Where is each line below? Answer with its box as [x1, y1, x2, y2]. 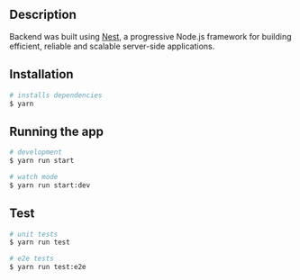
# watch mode [9, 172, 59, 181]
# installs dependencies [9, 90, 103, 100]
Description [9, 7, 77, 23]
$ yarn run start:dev [9, 180, 91, 190]
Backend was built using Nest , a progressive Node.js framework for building [9, 31, 292, 41]
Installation [9, 67, 74, 82]
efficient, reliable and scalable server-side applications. [9, 41, 215, 51]
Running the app [9, 123, 104, 139]
